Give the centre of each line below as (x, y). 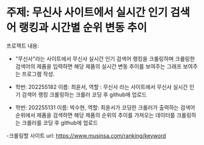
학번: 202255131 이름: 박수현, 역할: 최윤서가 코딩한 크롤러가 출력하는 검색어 (105, 107)
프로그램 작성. (38, 74)
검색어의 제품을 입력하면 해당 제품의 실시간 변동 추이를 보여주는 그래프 (98, 66)
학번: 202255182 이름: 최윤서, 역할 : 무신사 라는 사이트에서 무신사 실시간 (101, 87)
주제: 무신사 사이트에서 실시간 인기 (87, 12)
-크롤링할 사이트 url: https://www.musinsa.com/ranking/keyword (86, 135)
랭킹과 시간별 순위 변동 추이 (83, 28)
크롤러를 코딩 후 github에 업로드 (60, 122)
